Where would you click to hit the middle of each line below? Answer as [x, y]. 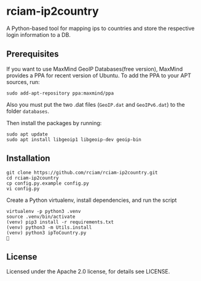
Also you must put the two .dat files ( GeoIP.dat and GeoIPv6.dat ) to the [96, 104]
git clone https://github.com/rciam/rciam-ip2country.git [82, 172]
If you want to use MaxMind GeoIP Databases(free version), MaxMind [95, 69]
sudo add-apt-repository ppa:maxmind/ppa [60, 93]
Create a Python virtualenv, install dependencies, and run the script [92, 200]
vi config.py [23, 188]
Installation [28, 159]
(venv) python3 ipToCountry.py [46, 233]
